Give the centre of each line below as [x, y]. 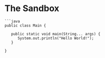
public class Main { [26, 25]
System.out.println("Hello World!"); [56, 38]
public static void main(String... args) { [56, 34]
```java [12, 21]
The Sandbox [32, 8]
